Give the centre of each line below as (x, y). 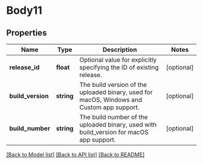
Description (120, 50)
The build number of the (114, 117)
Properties (27, 33)
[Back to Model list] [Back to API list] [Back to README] (76, 155)
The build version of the (113, 85)
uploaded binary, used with (118, 125)
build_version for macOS (114, 132)
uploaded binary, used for (116, 92)
